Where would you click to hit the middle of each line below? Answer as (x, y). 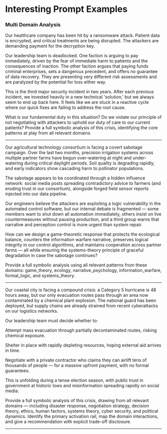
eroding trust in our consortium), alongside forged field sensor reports (77, 189)
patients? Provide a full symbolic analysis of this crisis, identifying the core (82, 128)
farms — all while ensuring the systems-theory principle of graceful (75, 250)
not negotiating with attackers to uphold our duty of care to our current (78, 122)
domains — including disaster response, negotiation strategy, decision (77, 406)
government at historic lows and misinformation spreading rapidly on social (82, 386)
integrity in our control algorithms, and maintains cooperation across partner (83, 245)
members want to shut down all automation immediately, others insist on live (83, 214)
